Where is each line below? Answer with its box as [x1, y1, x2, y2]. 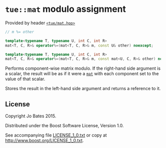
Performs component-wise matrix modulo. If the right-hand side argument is [5, 65, 161, 71]
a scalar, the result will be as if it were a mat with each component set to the [5, 71, 159, 77]
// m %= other [5, 29, 35, 34]
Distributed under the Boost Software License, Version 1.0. [5, 123, 124, 129]
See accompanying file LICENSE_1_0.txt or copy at [5, 132, 107, 138]
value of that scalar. [5, 76, 45, 82]
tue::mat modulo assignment [5, 3, 126, 15]
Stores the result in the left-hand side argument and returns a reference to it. [5, 86, 161, 92]
